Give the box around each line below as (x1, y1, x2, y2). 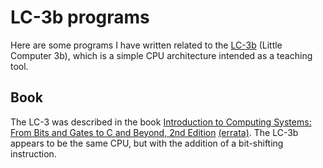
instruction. (10, 147, 57, 160)
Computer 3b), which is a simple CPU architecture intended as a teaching (10, 49, 313, 61)
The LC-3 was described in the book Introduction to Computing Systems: (10, 116, 312, 128)
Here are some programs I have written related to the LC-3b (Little (10, 39, 283, 51)
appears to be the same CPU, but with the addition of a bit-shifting (10, 137, 284, 149)
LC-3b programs (10, 6, 150, 29)
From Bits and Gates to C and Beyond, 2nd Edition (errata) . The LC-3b (10, 126, 299, 138)
